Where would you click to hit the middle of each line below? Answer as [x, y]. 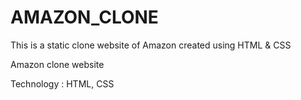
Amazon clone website [57, 64]
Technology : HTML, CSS [62, 83]
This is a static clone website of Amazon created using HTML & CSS [151, 45]
